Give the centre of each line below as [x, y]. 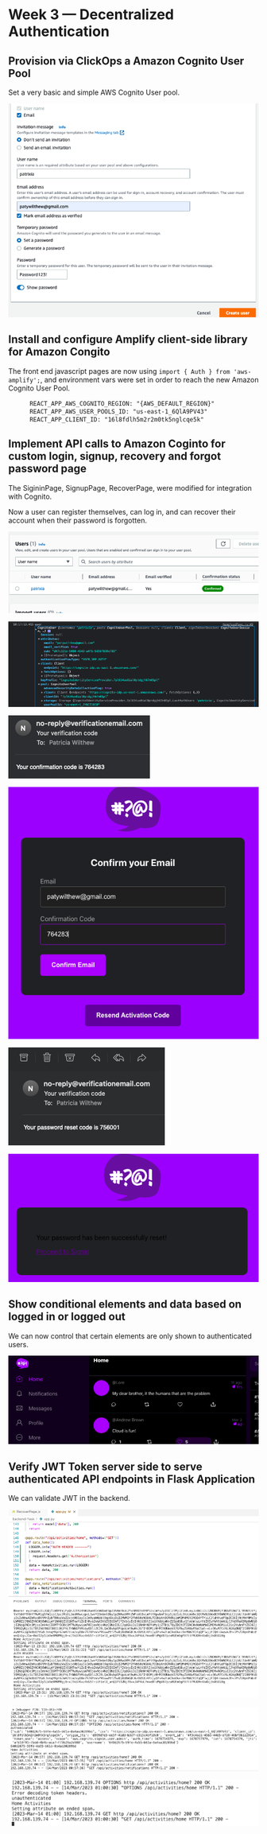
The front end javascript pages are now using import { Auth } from [119, 371]
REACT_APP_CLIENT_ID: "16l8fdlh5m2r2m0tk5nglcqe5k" [116, 419]
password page [48, 469]
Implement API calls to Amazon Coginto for [117, 444]
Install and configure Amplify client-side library [128, 340]
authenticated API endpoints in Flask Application [132, 1479]
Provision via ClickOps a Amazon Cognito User [126, 61]
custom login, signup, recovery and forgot [114, 456]
